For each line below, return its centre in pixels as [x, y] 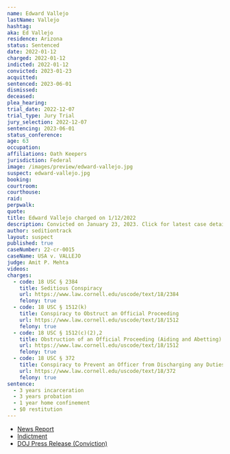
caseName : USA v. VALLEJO [44, 256]
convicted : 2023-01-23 [39, 71]
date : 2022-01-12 [32, 52]
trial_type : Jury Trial [41, 115]
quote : [16, 212]
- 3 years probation [42, 397]
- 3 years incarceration [49, 390]
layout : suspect [30, 237]
